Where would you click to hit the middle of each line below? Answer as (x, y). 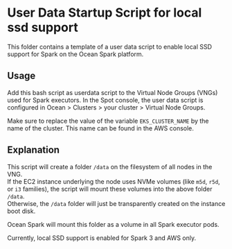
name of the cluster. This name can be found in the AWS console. (100, 128)
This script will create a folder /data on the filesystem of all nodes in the (110, 166)
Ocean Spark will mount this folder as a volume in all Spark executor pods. (113, 224)
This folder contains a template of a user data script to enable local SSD (110, 46)
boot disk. (21, 211)
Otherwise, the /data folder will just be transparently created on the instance (116, 203)
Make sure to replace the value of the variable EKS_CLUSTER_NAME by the (108, 121)
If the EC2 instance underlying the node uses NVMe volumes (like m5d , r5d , (114, 181)
